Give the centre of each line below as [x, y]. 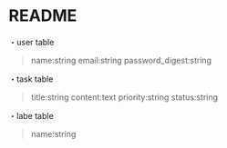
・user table [31, 42]
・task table [31, 79]
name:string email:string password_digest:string [121, 60]
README [43, 16]
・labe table [31, 115]
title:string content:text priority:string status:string [124, 97]
